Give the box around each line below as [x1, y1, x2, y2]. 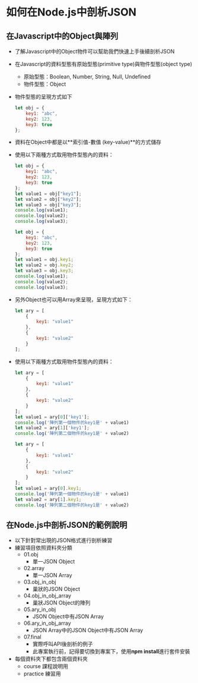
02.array [23, 565, 45, 572]
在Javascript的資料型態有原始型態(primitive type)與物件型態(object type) [14, 61, 193, 67]
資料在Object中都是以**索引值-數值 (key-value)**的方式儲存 [14, 139, 162, 146]
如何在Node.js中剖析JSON [6, 5, 137, 19]
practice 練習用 [23, 670, 61, 678]
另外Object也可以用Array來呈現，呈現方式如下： [14, 295, 133, 303]
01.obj [23, 551, 39, 558]
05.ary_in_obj [23, 606, 56, 613]
